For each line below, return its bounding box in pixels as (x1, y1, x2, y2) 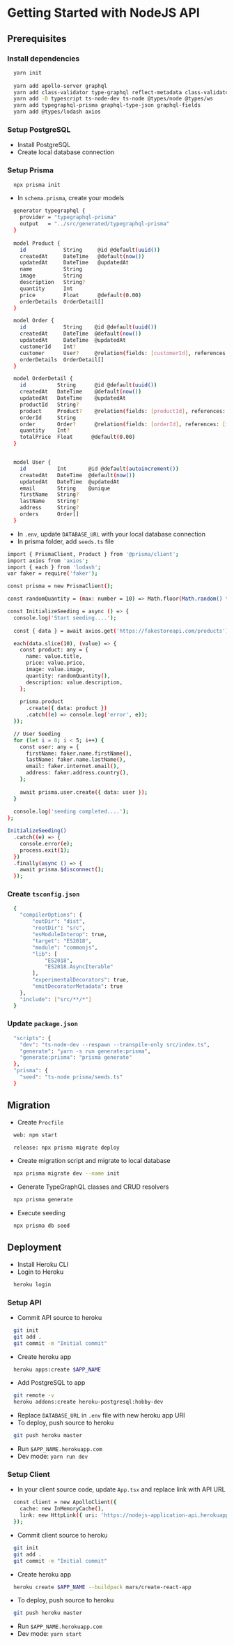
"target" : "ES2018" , (32, 937, 92, 945)
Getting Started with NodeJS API (7, 5, 200, 21)
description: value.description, (25, 679, 123, 686)
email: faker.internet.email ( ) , (25, 763, 120, 770)
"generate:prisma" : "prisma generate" (19, 1054, 132, 1061)
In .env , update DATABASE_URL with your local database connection (17, 529, 206, 538)
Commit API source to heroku (17, 1313, 102, 1321)
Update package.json (7, 1019, 79, 1028)
